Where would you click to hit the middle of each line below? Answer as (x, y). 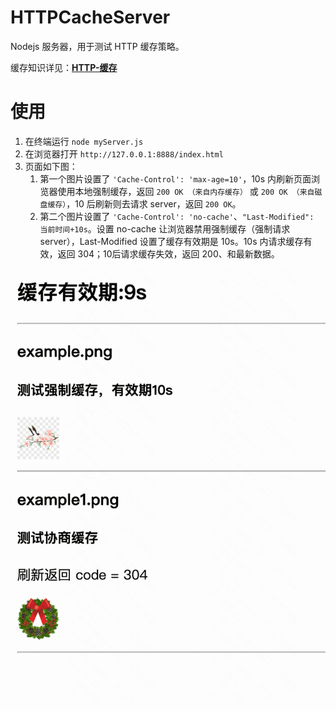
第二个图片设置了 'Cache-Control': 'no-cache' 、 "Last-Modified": (177, 216)
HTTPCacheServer (90, 17)
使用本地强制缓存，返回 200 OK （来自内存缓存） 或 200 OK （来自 (186, 191)
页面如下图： (51, 166)
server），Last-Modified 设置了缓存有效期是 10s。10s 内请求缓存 (171, 241)
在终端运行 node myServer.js (84, 141)
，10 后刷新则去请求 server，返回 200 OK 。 (154, 203)
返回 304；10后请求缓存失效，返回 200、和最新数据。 (168, 253)
